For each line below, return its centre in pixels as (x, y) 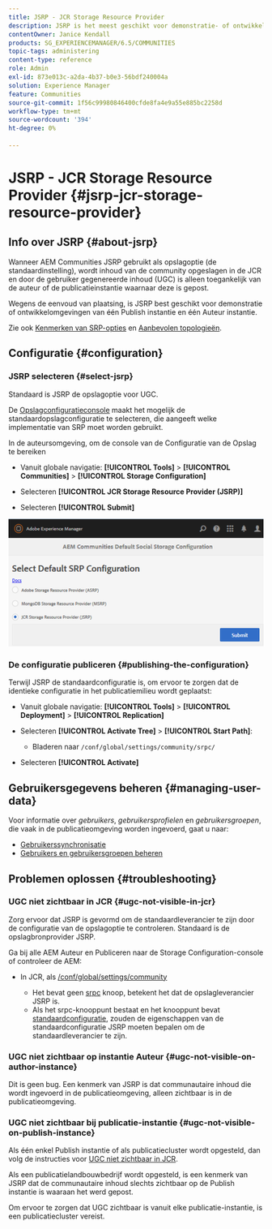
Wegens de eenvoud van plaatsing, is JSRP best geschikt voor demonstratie (136, 303)
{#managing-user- (213, 788)
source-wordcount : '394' (50, 120)
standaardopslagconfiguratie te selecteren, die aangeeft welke (113, 419)
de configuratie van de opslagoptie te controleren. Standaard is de (119, 928)
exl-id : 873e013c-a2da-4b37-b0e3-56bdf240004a (88, 77)
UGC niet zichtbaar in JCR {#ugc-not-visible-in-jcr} (112, 902)
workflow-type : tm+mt (45, 111)
